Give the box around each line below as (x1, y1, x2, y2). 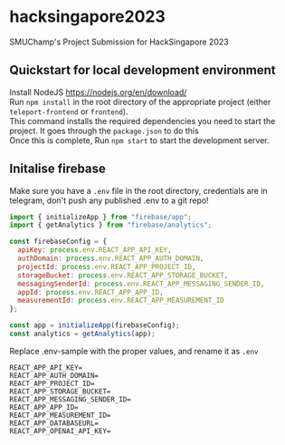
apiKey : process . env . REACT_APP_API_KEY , (17, 246, 172, 255)
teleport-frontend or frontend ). (9, 106, 128, 117)
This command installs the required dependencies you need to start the (9, 115, 276, 126)
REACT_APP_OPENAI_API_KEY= (9, 426, 111, 436)
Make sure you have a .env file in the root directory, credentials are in (9, 185, 269, 196)
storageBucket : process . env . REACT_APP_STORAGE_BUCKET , (17, 270, 229, 280)
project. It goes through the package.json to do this (9, 125, 199, 136)
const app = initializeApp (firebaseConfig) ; (9, 321, 180, 330)
